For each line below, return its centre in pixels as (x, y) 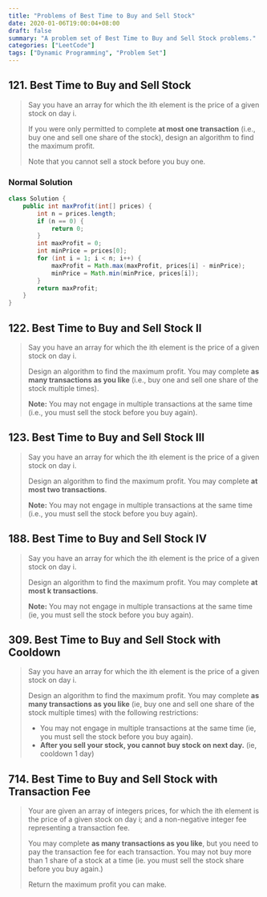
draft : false (30, 30)
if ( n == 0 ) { (61, 221)
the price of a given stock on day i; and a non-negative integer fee (137, 819)
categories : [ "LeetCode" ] (51, 46)
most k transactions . (63, 591)
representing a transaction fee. (79, 828)
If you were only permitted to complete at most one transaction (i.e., (142, 128)
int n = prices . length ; (77, 213)
